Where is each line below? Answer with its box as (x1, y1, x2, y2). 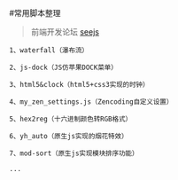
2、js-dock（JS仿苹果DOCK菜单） (9, 63, 118, 72)
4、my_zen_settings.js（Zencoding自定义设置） (9, 98, 174, 106)
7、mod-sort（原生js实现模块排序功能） (9, 149, 139, 158)
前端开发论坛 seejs (30, 27, 100, 37)
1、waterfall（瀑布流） (9, 46, 89, 55)
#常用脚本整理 (9, 8, 61, 18)
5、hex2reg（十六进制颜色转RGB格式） (9, 114, 133, 123)
